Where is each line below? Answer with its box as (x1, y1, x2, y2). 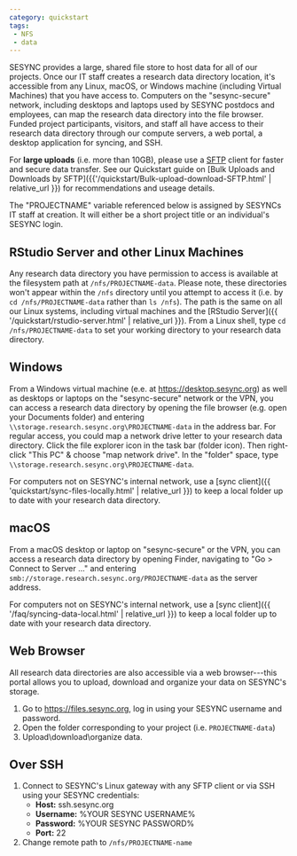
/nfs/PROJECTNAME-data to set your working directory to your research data (9, 325, 282, 335)
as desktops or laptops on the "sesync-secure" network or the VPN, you (9, 392, 274, 404)
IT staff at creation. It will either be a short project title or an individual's (9, 209, 270, 220)
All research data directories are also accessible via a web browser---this (9, 667, 277, 678)
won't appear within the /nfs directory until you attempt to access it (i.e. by (9, 287, 284, 298)
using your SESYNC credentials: (21, 790, 140, 801)
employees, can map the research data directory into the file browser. (9, 109, 264, 120)
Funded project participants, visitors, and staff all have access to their (9, 119, 264, 130)
